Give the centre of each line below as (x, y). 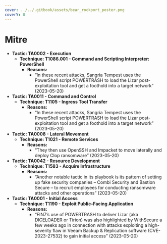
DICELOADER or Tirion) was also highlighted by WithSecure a (98, 220)
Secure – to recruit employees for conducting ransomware (95, 188)
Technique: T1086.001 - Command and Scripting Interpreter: (85, 59)
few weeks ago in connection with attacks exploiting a (91, 225)
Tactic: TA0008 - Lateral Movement (50, 134)
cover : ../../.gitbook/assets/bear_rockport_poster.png (65, 10)
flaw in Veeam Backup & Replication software (99, 231)
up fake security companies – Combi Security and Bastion (95, 182)
